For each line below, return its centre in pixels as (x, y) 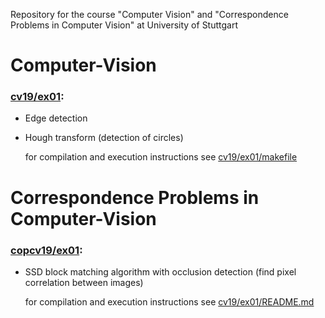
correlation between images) (84, 282)
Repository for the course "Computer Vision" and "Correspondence (149, 14)
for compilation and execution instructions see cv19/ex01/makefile (161, 157)
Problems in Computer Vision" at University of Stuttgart (124, 25)
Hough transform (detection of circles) (104, 138)
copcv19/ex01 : (46, 250)
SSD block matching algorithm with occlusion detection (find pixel (160, 271)
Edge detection (56, 118)
